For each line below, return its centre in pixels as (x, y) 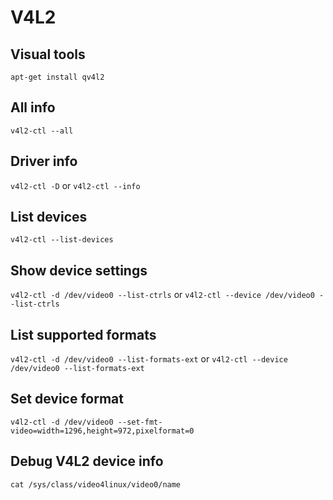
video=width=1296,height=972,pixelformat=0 (102, 431)
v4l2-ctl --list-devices (62, 240)
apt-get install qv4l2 (57, 77)
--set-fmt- (140, 422)
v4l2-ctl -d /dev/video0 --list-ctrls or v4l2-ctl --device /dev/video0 (162, 295)
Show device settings (79, 270)
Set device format (67, 399)
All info (33, 107)
